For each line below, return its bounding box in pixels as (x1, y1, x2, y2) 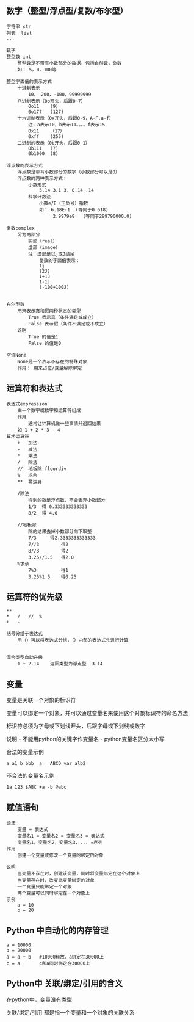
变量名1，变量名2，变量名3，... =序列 (17, 839, 103, 846)
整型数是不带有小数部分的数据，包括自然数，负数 (17, 60, 122, 66)
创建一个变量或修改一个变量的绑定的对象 (17, 852, 104, 859)
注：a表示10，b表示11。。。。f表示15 (28, 121, 106, 128)
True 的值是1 (28, 333, 59, 340)
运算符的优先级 (6, 592, 63, 603)
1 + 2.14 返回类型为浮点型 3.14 (17, 661, 103, 667)
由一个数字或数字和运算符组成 (17, 407, 81, 413)
